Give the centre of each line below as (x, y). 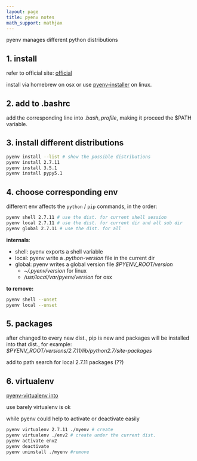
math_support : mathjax (34, 23)
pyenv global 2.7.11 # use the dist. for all (64, 228)
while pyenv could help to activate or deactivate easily (73, 419)
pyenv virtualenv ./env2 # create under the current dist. (81, 435)
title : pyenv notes (30, 17)
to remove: (20, 288)
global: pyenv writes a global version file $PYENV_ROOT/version (94, 264)
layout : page (22, 12)
